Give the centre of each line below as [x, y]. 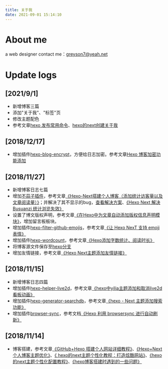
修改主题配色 [26, 119]
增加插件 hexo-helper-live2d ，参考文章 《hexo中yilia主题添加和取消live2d [87, 288]
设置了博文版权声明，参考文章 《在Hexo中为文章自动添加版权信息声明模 [86, 215]
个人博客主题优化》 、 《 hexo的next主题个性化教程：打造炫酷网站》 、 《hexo [87, 355]
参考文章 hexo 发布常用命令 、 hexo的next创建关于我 [65, 125]
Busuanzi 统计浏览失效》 [38, 209]
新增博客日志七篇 [30, 190]
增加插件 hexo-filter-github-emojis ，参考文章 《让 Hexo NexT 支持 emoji [86, 227]
